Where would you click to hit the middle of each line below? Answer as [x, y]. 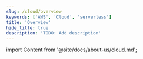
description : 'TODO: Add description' [54, 33]
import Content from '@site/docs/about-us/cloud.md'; [71, 50]
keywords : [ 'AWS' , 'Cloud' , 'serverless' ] [59, 17]
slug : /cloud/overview [34, 11]
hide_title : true [27, 28]
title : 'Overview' [29, 22]
